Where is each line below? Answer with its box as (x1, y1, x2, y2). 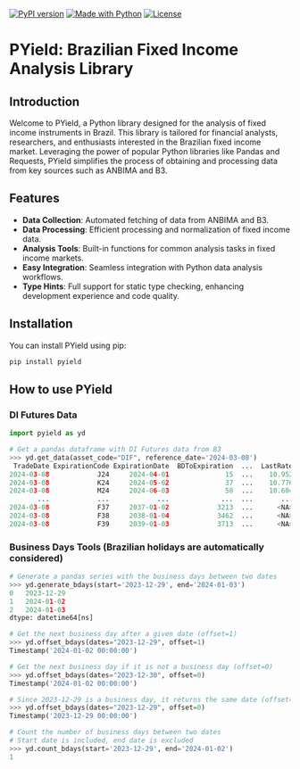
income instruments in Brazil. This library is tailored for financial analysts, (9, 128, 279, 137)
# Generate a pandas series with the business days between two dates (9, 572, 278, 582)
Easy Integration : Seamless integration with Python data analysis (21, 261, 263, 272)
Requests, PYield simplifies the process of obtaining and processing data (9, 156, 279, 166)
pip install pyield (9, 357, 82, 366)
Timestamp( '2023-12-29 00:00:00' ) (9, 712, 138, 721)
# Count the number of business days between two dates (9, 728, 221, 737)
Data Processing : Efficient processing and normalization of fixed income (21, 224, 290, 235)
